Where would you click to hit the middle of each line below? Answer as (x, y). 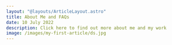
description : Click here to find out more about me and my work (86, 28)
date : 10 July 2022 (30, 22)
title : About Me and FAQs (38, 17)
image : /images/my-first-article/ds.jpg (56, 33)
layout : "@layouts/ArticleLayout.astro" (56, 11)
